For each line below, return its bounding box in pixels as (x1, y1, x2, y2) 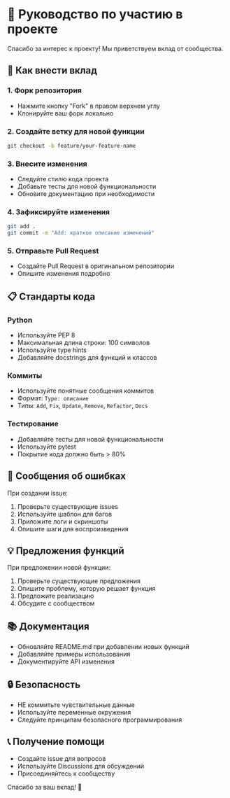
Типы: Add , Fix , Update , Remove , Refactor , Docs (17, 402, 148, 410)
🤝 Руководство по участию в (7, 6, 183, 22)
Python (7, 315, 33, 325)
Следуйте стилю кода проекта (17, 175, 109, 183)
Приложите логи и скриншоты (17, 517, 108, 526)
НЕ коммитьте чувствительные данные (17, 700, 135, 709)
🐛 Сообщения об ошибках (7, 470, 126, 482)
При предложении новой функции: (7, 563, 110, 572)
